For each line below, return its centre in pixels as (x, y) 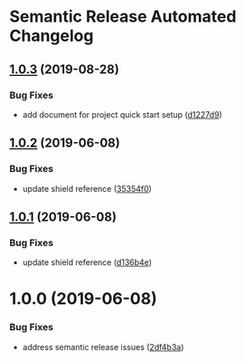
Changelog (52, 36)
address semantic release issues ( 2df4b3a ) (103, 347)
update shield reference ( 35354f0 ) (87, 188)
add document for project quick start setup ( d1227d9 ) (122, 114)
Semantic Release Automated (123, 17)
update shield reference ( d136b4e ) (87, 262)
